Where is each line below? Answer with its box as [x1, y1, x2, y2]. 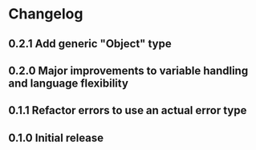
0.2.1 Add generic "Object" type [8, 37, 172, 51]
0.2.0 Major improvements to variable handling [8, 63, 249, 77]
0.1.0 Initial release [8, 131, 104, 144]
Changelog [8, 5, 83, 23]
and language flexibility [8, 76, 128, 90]
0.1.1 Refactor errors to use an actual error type [8, 103, 247, 117]
